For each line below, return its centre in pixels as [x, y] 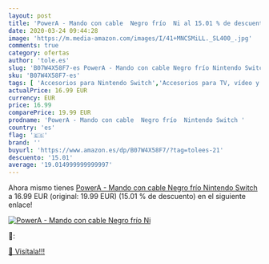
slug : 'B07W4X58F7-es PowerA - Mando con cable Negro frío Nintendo [125, 68]
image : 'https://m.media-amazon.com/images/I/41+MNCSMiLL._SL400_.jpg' [130, 38]
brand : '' [25, 142]
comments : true [34, 46]
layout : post [30, 16]
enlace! [20, 205]
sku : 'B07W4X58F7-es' [44, 75]
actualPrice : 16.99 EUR [48, 90]
